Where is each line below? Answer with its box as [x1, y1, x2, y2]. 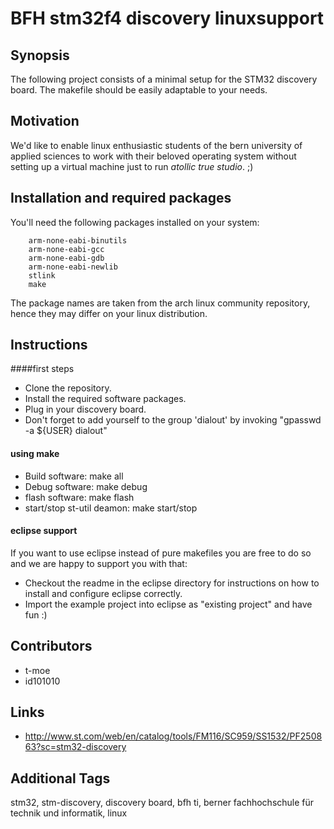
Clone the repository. [24, 382, 112, 394]
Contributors [10, 638, 93, 655]
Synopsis [10, 47, 70, 64]
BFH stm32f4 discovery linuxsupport [10, 7, 325, 30]
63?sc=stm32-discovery [24, 741, 127, 753]
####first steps [10, 363, 75, 375]
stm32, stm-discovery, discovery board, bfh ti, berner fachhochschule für [10, 797, 315, 809]
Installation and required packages [10, 190, 232, 207]
